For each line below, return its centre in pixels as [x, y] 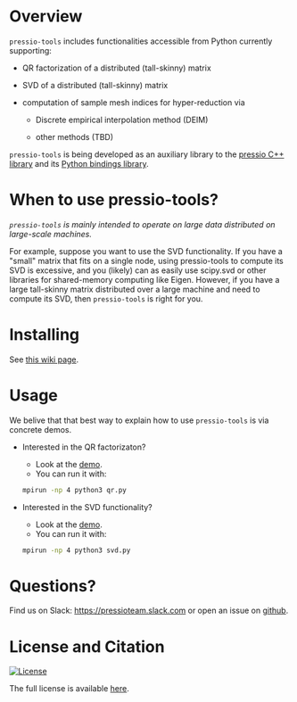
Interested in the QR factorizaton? [84, 447]
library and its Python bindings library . [79, 163]
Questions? [53, 586]
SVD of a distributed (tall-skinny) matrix [95, 85]
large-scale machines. [50, 234]
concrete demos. [41, 429]
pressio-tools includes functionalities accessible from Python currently [141, 41]
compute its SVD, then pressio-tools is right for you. [106, 298]
